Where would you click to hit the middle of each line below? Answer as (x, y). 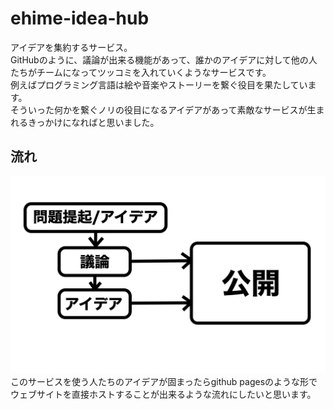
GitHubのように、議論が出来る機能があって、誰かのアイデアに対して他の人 (164, 59)
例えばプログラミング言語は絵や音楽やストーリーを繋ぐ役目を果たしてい (159, 84)
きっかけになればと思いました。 (93, 122)
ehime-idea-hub (80, 18)
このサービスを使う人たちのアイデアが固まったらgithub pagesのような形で (164, 381)
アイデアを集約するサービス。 (71, 47)
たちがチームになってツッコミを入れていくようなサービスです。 (141, 72)
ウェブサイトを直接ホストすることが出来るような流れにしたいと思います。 (163, 394)
